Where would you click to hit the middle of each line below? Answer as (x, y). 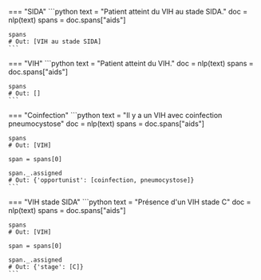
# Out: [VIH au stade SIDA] (55, 41)
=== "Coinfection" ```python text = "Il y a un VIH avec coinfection (115, 115)
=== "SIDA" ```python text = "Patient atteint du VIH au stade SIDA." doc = (128, 12)
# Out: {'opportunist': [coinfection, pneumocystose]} (101, 180)
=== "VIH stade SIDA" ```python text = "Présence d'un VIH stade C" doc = (130, 202)
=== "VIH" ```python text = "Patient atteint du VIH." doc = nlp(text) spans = (131, 63)
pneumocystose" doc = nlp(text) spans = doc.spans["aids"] (107, 124)
